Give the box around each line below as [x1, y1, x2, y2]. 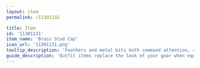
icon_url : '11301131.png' [6, 42, 70, 48]
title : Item [6, 25, 36, 31]
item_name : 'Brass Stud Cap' [6, 36, 79, 42]
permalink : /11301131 [6, 14, 60, 20]
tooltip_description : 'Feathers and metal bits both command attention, [6, 47, 190, 54]
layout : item [6, 8, 39, 15]
